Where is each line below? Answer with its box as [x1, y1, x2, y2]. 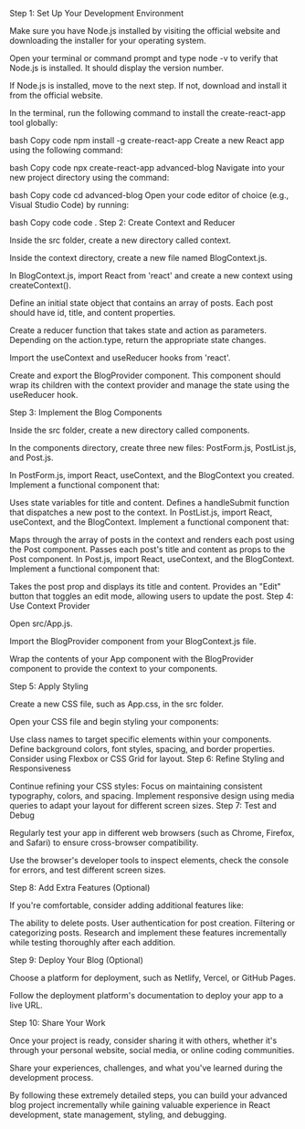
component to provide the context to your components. [9, 664, 218, 674]
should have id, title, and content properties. [9, 308, 176, 318]
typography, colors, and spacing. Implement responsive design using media [9, 790, 295, 801]
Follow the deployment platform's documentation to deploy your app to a [9, 990, 284, 1000]
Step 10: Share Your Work [9, 1018, 106, 1028]
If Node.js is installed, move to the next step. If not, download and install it [9, 80, 288, 90]
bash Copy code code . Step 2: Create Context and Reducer [9, 217, 236, 227]
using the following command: [9, 145, 123, 155]
